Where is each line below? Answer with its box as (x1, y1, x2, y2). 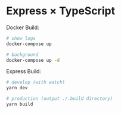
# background (6, 52, 39, 58)
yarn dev (6, 85, 28, 91)
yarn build (6, 101, 33, 108)
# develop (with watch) (6, 79, 66, 86)
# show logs (6, 35, 36, 41)
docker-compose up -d (6, 57, 60, 63)
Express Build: (6, 68, 42, 75)
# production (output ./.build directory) (6, 96, 113, 102)
